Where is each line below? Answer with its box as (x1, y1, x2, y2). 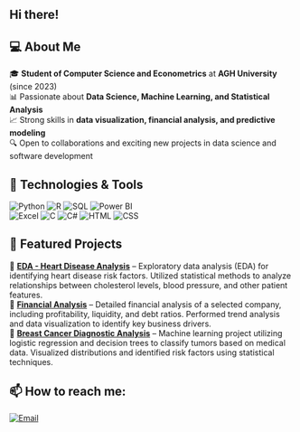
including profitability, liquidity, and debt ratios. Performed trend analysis (9, 308, 280, 319)
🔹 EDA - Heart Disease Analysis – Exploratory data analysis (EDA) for (9, 260, 269, 271)
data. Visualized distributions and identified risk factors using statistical (9, 347, 275, 358)
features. (9, 289, 43, 300)
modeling (9, 127, 46, 138)
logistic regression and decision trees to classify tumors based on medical (9, 337, 286, 348)
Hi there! (9, 7, 60, 23)
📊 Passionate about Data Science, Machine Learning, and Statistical (9, 91, 270, 102)
